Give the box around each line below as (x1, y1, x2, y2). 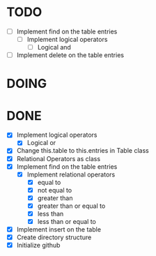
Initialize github (16, 241, 61, 250)
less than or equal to (37, 218, 97, 225)
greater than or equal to (37, 202, 106, 210)
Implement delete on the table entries (16, 51, 125, 59)
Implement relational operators (26, 170, 116, 179)
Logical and (37, 43, 71, 52)
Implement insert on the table (16, 225, 102, 234)
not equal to (37, 186, 72, 194)
